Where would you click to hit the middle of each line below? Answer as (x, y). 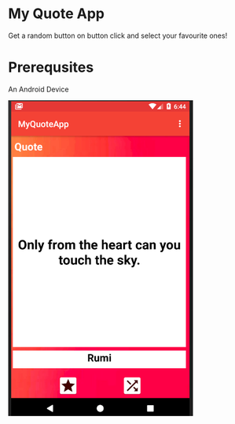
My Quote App (56, 14)
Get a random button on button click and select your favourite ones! (118, 35)
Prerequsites (51, 67)
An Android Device (39, 89)
